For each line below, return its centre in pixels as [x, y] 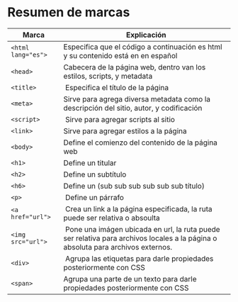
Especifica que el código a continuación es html [143, 47]
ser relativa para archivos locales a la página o [140, 238]
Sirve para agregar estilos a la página [125, 130]
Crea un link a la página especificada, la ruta [138, 208]
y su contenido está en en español [120, 55]
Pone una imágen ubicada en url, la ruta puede [143, 229]
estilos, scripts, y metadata [108, 76]
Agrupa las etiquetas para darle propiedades [139, 258]
